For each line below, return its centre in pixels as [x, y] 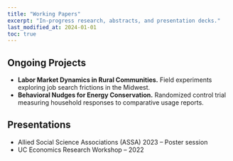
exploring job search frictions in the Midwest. [84, 88]
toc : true [22, 34]
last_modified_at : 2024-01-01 [52, 27]
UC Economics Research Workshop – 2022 [81, 150]
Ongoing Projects [47, 62]
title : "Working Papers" [44, 14]
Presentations [39, 125]
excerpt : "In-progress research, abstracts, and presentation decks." [114, 21]
